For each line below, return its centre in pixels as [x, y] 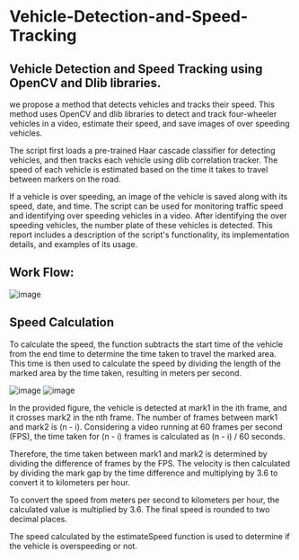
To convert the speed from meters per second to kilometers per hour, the [145, 500]
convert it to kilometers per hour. [70, 482]
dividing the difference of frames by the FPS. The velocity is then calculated [149, 463]
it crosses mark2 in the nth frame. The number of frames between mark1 [144, 417]
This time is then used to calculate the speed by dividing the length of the [145, 363]
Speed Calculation [62, 322]
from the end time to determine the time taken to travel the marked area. [143, 353]
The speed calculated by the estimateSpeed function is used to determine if [149, 536]
